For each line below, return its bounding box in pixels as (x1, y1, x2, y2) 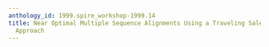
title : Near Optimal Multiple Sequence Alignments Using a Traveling (8, 19, 246, 27)
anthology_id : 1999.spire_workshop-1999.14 (8, 11, 156, 20)
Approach (15, 26, 45, 34)
